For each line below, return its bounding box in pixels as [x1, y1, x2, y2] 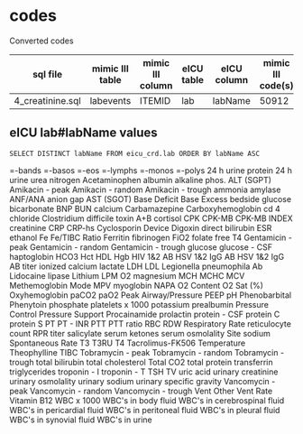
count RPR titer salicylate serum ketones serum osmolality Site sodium [9, 328, 271, 338]
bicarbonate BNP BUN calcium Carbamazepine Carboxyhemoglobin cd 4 [9, 203, 281, 214]
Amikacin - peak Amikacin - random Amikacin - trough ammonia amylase [9, 184, 281, 195]
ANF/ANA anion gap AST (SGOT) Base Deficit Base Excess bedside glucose [9, 193, 291, 204]
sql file [32, 68, 63, 80]
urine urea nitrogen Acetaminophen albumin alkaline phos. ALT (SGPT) [9, 174, 272, 185]
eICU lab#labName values [9, 125, 158, 141]
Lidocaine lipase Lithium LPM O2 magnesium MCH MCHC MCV [9, 270, 245, 281]
